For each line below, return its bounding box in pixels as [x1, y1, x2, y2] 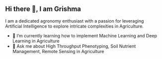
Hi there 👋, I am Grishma [5, 5, 81, 13]
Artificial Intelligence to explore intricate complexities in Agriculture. [5, 23, 144, 29]
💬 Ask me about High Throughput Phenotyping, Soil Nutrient [12, 43, 136, 49]
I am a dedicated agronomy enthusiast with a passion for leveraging [5, 18, 144, 24]
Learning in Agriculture [12, 38, 60, 44]
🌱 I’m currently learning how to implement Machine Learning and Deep [12, 32, 158, 38]
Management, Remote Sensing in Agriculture [12, 48, 104, 54]
